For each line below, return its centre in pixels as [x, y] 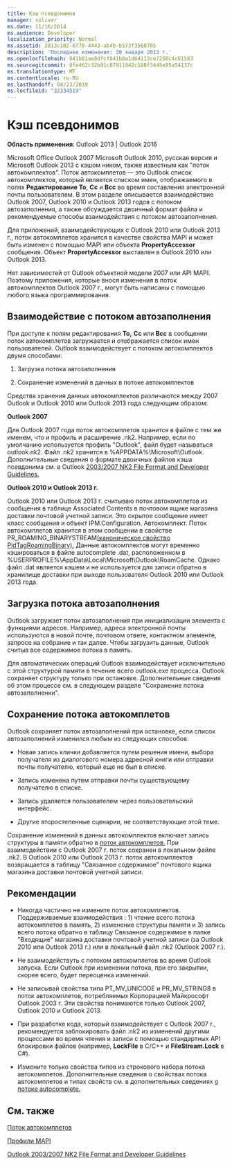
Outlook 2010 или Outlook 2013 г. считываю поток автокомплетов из [107, 501]
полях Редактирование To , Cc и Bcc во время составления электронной [116, 187]
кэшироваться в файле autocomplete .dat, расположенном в [96, 552]
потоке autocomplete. [49, 1089]
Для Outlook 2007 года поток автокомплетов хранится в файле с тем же [114, 429]
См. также [31, 1111]
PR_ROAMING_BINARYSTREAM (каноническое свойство [89, 537]
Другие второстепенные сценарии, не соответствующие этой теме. [118, 821]
